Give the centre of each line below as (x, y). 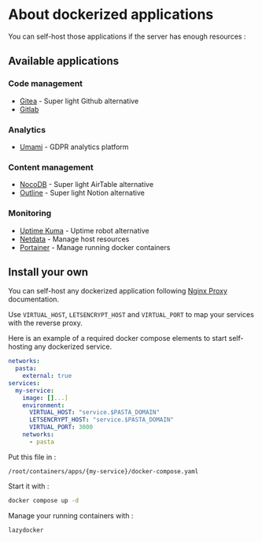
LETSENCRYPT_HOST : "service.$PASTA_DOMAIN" (101, 420)
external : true (47, 376)
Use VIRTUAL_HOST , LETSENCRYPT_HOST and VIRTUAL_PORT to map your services (131, 315)
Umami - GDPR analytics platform (74, 147)
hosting (20, 347)
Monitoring (30, 213)
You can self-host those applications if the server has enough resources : (127, 36)
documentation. (34, 299)
